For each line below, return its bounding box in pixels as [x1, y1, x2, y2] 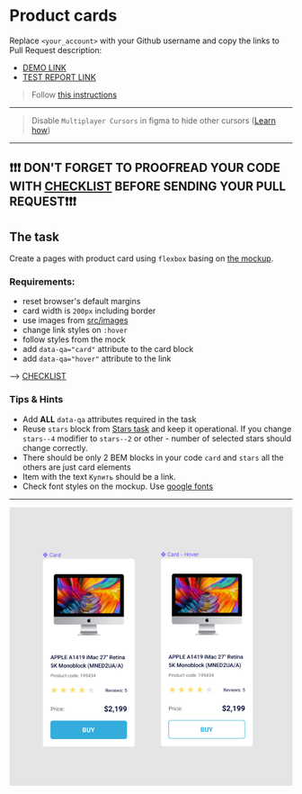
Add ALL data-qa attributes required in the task [22, 413, 197, 424]
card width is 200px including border [22, 305, 156, 316]
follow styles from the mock [22, 334, 126, 345]
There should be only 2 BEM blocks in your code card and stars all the [22, 452, 284, 463]
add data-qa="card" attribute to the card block [22, 344, 194, 355]
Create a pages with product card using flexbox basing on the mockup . [9, 253, 274, 264]
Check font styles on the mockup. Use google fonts [22, 481, 214, 492]
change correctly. [22, 442, 88, 453]
